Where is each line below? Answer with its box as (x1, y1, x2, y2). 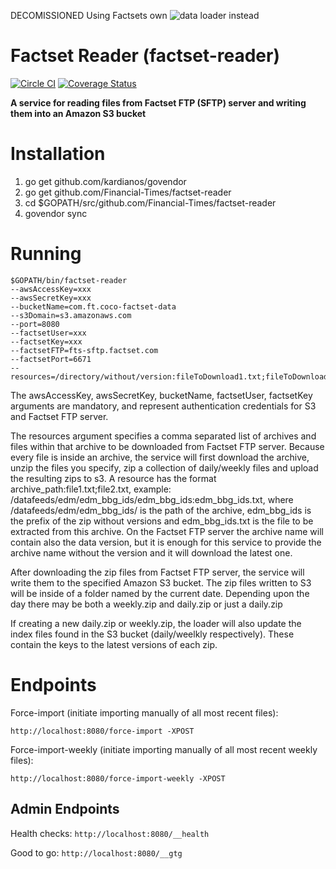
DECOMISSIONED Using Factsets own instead (10, 10, 260, 21)
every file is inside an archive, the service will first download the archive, (10, 451, 310, 463)
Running (10, 243, 82, 265)
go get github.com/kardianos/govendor (24, 175, 187, 187)
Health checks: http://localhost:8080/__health (10, 827, 210, 839)
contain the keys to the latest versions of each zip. (10, 638, 218, 650)
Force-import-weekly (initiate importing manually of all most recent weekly (10, 743, 318, 755)
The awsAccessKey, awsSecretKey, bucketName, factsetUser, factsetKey (10, 389, 313, 401)
